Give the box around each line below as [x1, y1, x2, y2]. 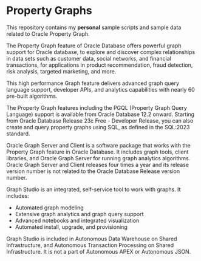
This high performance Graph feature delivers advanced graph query [6, 80, 180, 87]
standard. [6, 130, 30, 137]
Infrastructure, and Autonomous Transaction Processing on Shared [6, 241, 174, 249]
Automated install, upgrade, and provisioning [15, 223, 128, 231]
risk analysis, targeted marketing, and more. [6, 67, 117, 75]
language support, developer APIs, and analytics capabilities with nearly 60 [6, 86, 196, 93]
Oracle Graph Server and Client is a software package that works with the [6, 141, 191, 149]
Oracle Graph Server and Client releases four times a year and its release [6, 161, 189, 168]
